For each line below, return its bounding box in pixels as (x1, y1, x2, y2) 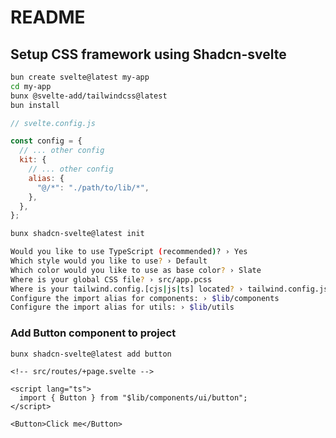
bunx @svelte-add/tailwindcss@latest (10, 91, 168, 101)
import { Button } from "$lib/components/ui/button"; (19, 393, 248, 403)
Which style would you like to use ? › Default (10, 256, 208, 266)
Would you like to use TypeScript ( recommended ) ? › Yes (10, 247, 248, 257)
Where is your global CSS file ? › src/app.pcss (10, 274, 213, 285)
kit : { (19, 155, 47, 165)
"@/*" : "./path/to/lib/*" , (36, 182, 150, 193)
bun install (10, 100, 60, 110)
